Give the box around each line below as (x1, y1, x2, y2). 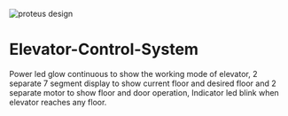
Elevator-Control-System (9, 40, 199, 59)
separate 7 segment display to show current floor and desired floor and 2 (9, 78, 276, 89)
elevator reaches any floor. (9, 97, 107, 107)
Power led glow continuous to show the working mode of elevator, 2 (9, 68, 258, 79)
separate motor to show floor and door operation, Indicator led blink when (9, 87, 279, 97)
